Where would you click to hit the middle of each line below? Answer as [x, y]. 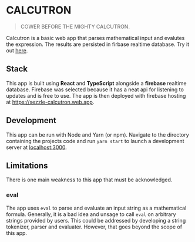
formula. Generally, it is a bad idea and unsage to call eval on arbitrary [91, 214]
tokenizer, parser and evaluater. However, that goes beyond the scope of [94, 227]
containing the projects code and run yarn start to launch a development [95, 141]
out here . [17, 50]
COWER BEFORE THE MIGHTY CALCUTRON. [75, 26]
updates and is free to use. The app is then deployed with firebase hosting [96, 95]
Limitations [27, 165]
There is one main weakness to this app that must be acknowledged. [89, 180]
